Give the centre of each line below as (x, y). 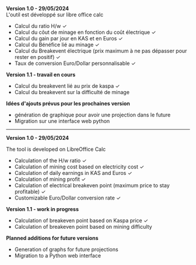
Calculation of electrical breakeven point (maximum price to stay (92, 185)
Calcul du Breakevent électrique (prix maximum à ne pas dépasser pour (101, 51)
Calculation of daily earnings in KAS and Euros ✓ (73, 173)
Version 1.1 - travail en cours (41, 75)
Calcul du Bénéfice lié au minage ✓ (57, 44)
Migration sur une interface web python (62, 121)
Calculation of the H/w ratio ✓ (50, 161)
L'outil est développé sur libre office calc (55, 15)
